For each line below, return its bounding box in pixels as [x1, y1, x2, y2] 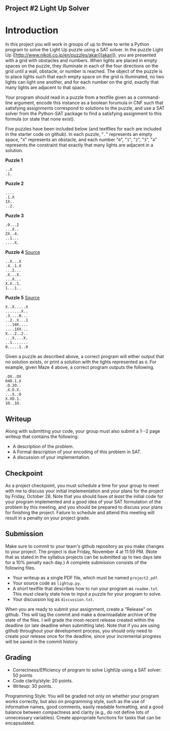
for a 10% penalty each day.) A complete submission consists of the [5, 559, 147, 565]
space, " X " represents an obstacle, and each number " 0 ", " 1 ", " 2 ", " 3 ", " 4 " [5, 137, 157, 143]
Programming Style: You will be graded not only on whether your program [5, 693, 159, 699]
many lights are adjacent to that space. [5, 84, 87, 91]
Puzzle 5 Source [5, 295, 40, 301]
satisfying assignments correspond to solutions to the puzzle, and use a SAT [5, 105, 165, 111]
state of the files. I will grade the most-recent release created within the [5, 617, 154, 623]
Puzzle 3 [5, 213, 24, 219]
